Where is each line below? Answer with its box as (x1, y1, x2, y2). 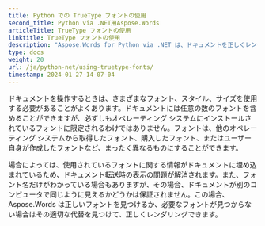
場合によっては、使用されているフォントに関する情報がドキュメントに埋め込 (8, 159, 257, 169)
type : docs (8, 48, 44, 56)
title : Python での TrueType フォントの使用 (8, 11, 146, 20)
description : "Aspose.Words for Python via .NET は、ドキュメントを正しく (8, 41, 246, 49)
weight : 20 (8, 56, 44, 64)
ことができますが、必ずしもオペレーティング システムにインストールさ (21, 113, 252, 123)
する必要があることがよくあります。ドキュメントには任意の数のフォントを (8, 103, 250, 113)
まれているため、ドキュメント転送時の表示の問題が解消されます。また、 (8, 170, 244, 179)
